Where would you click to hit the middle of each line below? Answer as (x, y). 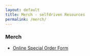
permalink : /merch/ (26, 19)
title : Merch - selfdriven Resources (45, 15)
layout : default (22, 10)
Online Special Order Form (40, 48)
